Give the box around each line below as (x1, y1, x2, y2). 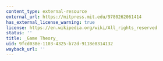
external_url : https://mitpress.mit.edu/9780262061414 (6, 14, 142, 20)
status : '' (6, 30, 33, 36)
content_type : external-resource (6, 8, 87, 15)
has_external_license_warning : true (6, 19, 95, 25)
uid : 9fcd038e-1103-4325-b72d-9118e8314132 (6, 41, 114, 47)
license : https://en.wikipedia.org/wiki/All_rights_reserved (6, 24, 158, 31)
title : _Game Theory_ (6, 35, 59, 41)
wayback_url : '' (6, 46, 45, 52)
